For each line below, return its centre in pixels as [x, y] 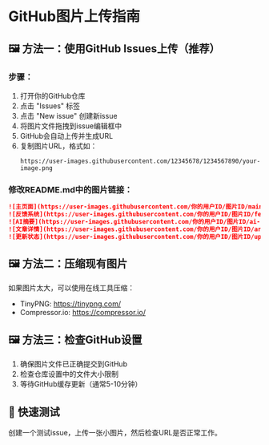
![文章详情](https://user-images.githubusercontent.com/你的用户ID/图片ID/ [131, 229]
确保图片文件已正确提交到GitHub [74, 364]
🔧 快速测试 [34, 412]
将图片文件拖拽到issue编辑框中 [71, 126]
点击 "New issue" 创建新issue [68, 115]
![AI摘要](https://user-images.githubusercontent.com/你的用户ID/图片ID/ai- [134, 221]
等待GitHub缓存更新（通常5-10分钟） [81, 384]
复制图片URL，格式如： [58, 146]
